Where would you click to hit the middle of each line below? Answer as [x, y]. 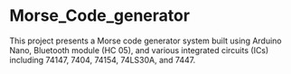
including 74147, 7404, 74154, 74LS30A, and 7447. [103, 60]
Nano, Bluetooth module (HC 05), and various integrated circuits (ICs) [139, 50]
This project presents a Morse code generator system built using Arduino [145, 41]
